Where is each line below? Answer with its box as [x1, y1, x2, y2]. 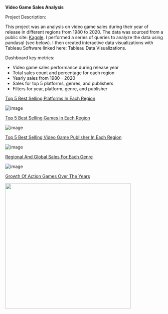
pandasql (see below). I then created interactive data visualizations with [5, 40, 154, 46]
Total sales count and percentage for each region [12, 70, 115, 76]
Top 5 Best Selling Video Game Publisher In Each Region [5, 134, 122, 140]
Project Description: [5, 14, 47, 20]
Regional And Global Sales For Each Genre [5, 154, 93, 160]
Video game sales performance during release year [12, 65, 119, 70]
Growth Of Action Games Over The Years [5, 173, 90, 179]
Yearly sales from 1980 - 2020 [12, 75, 76, 81]
